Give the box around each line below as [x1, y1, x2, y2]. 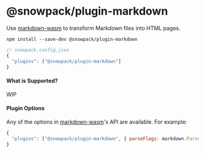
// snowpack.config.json [6, 47, 70, 53]
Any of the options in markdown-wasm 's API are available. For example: [6, 118, 187, 126]
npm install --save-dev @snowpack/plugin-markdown [6, 36, 138, 42]
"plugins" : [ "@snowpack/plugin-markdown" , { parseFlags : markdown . [12, 135, 187, 141]
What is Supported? [6, 77, 58, 85]
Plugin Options [6, 105, 45, 112]
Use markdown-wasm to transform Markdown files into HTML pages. [6, 24, 181, 32]
